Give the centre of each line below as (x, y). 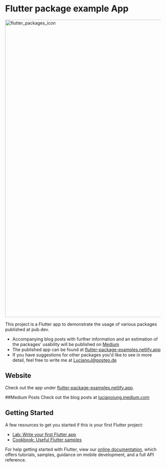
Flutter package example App (67, 9)
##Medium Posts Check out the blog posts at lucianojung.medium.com (77, 397)
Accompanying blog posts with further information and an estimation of (85, 339)
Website (18, 376)
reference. (16, 460)
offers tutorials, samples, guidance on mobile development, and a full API (80, 455)
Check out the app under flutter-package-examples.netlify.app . (70, 388)
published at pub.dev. (27, 329)
